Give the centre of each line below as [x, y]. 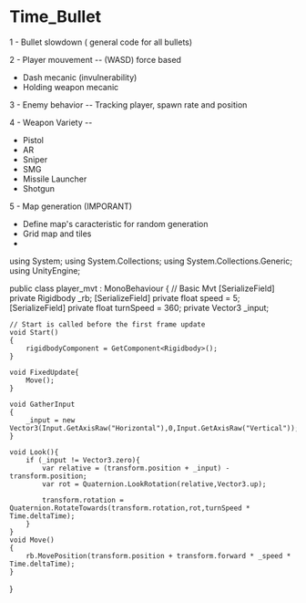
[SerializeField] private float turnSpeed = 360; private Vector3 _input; [139, 307]
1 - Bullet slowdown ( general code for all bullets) [101, 42]
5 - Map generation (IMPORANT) [71, 206]
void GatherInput [42, 404]
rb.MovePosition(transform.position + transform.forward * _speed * [158, 556]
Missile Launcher [55, 179]
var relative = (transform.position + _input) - [136, 468]
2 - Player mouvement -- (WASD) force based [96, 59]
